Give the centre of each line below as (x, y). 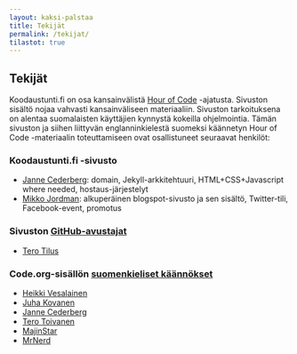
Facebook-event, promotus (72, 208)
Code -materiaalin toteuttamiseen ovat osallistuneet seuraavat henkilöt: (140, 138)
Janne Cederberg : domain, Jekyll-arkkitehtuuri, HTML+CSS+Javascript (153, 180)
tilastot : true (37, 42)
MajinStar (40, 331)
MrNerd (36, 340)
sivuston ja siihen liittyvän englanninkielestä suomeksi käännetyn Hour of (143, 128)
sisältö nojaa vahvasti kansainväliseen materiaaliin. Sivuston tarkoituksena (145, 109)
